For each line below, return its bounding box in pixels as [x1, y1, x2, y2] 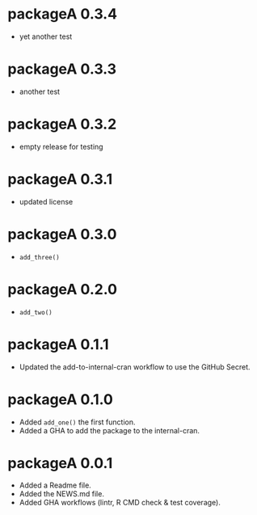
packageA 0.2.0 [7, 280, 118, 298]
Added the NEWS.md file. [19, 489, 104, 499]
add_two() [19, 308, 53, 316]
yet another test [19, 32, 73, 41]
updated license [19, 196, 74, 206]
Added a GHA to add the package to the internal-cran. [19, 425, 200, 435]
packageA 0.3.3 [7, 60, 117, 78]
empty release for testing [19, 141, 103, 151]
